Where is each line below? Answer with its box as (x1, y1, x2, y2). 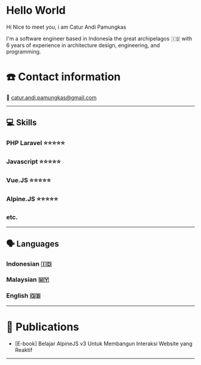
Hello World (6, 4, 66, 17)
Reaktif (14, 346, 33, 353)
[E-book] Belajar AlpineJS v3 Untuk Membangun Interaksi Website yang (14, 340, 193, 347)
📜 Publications (6, 320, 80, 333)
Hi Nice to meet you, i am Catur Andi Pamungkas (6, 23, 127, 30)
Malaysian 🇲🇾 (6, 275, 50, 284)
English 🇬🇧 (6, 292, 41, 300)
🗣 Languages (6, 238, 59, 249)
